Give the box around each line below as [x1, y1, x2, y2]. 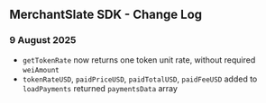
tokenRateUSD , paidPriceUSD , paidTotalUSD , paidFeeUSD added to [22, 73, 258, 84]
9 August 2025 [9, 34, 77, 47]
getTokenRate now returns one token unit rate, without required [22, 54, 256, 65]
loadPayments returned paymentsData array [22, 82, 179, 93]
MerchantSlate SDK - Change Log [9, 7, 203, 22]
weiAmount [22, 65, 60, 74]
